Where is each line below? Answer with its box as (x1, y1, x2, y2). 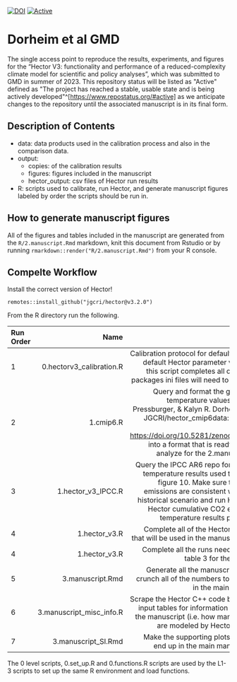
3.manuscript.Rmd (62, 574, 123, 584)
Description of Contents (7, 120, 115, 132)
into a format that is (147, 440, 213, 449)
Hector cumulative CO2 (147, 504, 226, 514)
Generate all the (145, 565, 199, 575)
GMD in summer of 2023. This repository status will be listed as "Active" (7, 77, 217, 86)
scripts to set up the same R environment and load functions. (13, 666, 190, 675)
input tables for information (138, 603, 229, 613)
